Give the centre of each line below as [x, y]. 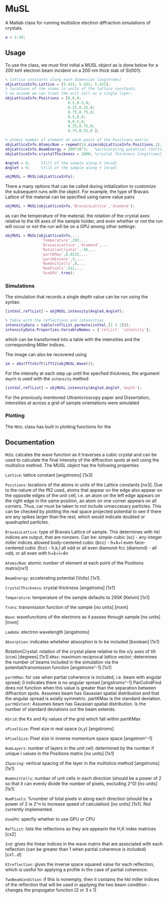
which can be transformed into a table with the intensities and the [73, 339]
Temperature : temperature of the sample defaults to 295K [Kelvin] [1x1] [77, 597]
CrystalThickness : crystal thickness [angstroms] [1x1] [60, 588]
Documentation [30, 442]
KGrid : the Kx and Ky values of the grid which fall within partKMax [73, 719]
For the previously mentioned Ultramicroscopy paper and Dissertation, [78, 397]
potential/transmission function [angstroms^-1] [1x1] [58, 667]
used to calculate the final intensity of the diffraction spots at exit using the [82, 460]
